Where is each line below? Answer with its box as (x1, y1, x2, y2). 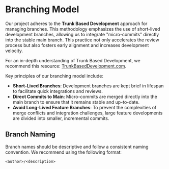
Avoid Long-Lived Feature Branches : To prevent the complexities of (12, 104, 157, 110)
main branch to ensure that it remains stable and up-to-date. (12, 99, 140, 105)
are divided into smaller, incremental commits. (12, 115, 109, 121)
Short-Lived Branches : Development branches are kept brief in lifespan (12, 83, 164, 89)
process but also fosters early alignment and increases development (5, 42, 149, 48)
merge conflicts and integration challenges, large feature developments (12, 110, 163, 116)
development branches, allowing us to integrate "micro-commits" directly (5, 31, 159, 37)
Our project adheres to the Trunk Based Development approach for (5, 20, 148, 27)
